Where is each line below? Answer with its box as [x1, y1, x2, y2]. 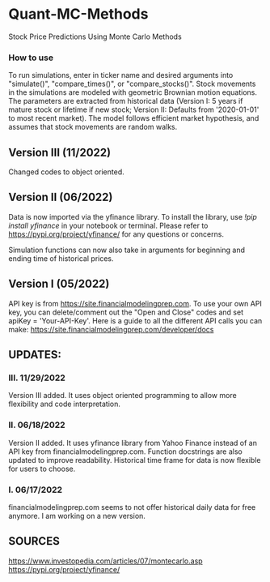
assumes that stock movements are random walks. [8, 122, 178, 132]
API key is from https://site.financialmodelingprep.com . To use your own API [8, 298, 263, 308]
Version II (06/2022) [8, 190, 113, 204]
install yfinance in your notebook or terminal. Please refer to [8, 220, 209, 230]
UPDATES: [8, 348, 62, 362]
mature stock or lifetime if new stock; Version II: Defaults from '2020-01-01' [8, 105, 259, 114]
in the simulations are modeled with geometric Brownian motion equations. [8, 88, 257, 97]
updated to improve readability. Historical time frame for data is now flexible [8, 455, 261, 464]
